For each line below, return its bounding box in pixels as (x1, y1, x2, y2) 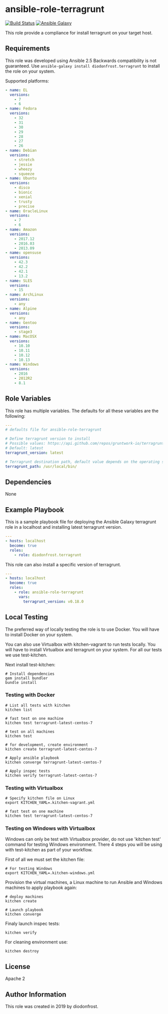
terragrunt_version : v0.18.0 (23, 599, 84, 604)
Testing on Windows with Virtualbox (5, 825, 95, 832)
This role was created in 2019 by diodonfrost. (5, 1003, 98, 1009)
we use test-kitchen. (5, 652, 47, 658)
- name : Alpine (5, 306, 37, 311)
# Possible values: (5, 441, 46, 446)
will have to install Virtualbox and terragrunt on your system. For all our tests (5, 646, 162, 652)
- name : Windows (5, 362, 39, 367)
